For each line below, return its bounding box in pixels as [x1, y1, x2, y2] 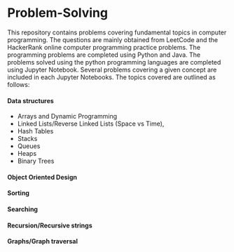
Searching [7, 205, 39, 213]
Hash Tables [17, 127, 54, 135]
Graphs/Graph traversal [7, 237, 78, 246]
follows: [7, 80, 30, 88]
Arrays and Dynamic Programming [17, 112, 118, 121]
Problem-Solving [7, 5, 109, 21]
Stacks [17, 135, 38, 143]
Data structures [7, 96, 54, 105]
